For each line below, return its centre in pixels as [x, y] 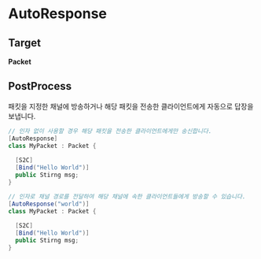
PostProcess [40, 86]
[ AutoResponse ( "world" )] [49, 204]
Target [25, 43]
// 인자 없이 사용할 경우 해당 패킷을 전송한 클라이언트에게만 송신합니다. [110, 131]
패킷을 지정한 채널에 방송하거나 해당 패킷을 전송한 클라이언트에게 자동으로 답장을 [131, 106]
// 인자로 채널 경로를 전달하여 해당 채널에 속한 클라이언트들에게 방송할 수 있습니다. [127, 196]
